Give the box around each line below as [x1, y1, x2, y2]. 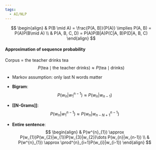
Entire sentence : [12, 121, 46, 127]
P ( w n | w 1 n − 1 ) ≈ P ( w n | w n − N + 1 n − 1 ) [50, 110, 120, 118]
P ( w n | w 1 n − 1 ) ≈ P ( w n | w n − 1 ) [57, 91, 113, 99]
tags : [5, 7, 16, 12]
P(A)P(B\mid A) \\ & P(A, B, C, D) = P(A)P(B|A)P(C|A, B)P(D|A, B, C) [14, 30, 148, 36]
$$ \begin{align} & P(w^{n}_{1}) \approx [45, 129, 125, 135]
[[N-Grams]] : [12, 102, 39, 108]
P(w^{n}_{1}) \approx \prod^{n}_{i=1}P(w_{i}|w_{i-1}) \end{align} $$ [18, 139, 152, 145]
